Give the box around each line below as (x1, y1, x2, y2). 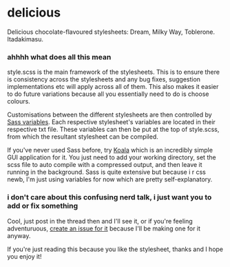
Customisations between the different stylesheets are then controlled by (7, 110, 212, 119)
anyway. (7, 231, 31, 239)
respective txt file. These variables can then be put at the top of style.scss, (7, 126, 220, 134)
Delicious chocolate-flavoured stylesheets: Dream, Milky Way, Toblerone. (7, 28, 216, 36)
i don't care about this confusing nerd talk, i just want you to (7, 192, 212, 202)
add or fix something (7, 201, 79, 211)
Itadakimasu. (7, 34, 43, 43)
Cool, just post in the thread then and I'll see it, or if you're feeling (7, 217, 193, 225)
